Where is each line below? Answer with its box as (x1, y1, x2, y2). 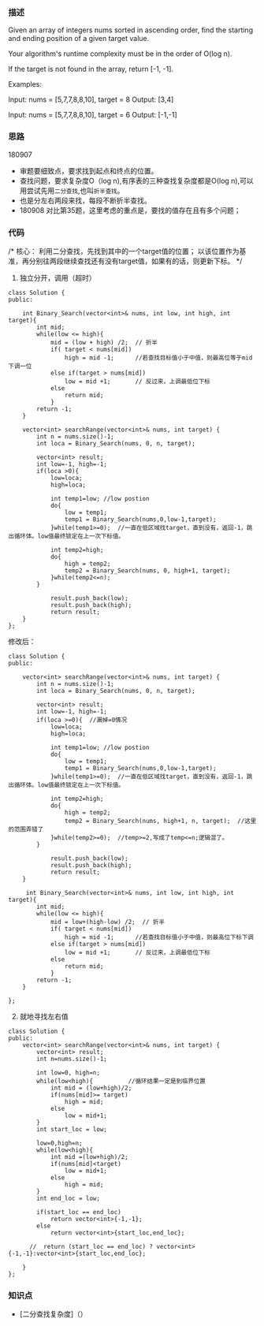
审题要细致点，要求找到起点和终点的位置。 (19, 166, 158, 175)
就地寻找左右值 (19, 1011, 69, 1021)
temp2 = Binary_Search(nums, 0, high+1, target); (64, 566, 231, 575)
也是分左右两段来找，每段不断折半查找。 (19, 196, 151, 205)
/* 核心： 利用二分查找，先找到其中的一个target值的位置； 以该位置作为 (8, 246, 240, 255)
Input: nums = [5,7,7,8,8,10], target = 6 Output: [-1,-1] (8, 110, 177, 120)
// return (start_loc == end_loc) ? (28, 1242, 154, 1250)
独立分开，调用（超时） (19, 273, 96, 282)
